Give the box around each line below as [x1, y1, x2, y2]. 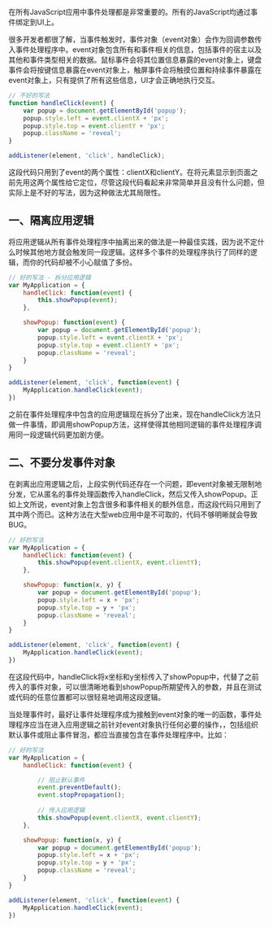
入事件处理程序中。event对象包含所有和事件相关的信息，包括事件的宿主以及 [8, 45, 262, 55]
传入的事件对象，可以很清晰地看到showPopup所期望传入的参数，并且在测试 [8, 682, 262, 692]
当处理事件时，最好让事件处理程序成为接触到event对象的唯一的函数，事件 [8, 709, 255, 719]
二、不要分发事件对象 [8, 456, 115, 470]
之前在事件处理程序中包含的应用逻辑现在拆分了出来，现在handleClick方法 [8, 409, 254, 419]
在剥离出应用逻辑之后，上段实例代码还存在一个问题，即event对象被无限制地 [8, 479, 262, 488]
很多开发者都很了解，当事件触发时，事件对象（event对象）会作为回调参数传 [8, 35, 262, 44]
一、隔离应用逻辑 [8, 214, 94, 228]
